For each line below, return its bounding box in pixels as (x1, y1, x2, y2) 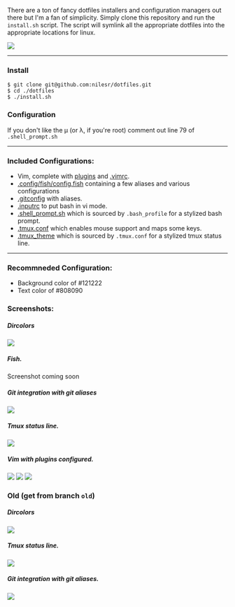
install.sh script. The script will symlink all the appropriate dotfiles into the (7, 21, 225, 29)
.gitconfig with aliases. (17, 194, 83, 203)
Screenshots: (7, 304, 55, 314)
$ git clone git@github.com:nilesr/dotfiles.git (7, 81, 152, 88)
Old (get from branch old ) (7, 491, 96, 500)
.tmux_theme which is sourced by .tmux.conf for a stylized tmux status (17, 231, 222, 240)
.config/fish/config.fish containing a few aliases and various (17, 179, 190, 188)
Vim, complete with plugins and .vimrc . (17, 172, 130, 180)
